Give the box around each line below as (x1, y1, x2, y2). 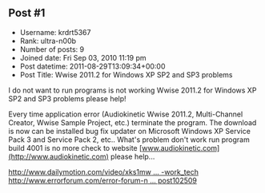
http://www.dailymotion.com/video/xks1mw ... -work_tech (8, 167, 199, 176)
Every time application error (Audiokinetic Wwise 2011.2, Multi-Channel (8, 109, 243, 119)
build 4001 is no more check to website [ (8, 143, 143, 152)
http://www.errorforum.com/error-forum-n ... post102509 (8, 175, 198, 185)
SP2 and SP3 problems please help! (8, 93, 126, 103)
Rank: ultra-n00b (19, 36, 77, 45)
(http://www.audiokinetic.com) (8, 152, 110, 161)
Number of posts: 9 (19, 44, 85, 54)
